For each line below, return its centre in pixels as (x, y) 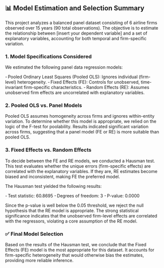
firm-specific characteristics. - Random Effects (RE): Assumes (86, 88)
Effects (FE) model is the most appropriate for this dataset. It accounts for (80, 250)
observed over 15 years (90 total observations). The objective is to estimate (82, 28)
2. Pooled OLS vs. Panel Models (44, 105)
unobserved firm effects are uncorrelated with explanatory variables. (75, 92)
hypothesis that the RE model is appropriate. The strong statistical (72, 210)
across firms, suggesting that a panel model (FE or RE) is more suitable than (82, 132)
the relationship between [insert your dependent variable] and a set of (76, 33)
